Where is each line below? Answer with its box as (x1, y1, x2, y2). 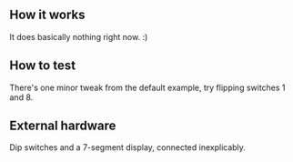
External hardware (9, 118, 116, 134)
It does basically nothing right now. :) (9, 31, 148, 42)
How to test (9, 58, 76, 74)
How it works (9, 7, 86, 23)
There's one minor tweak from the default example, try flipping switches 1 (9, 82, 286, 93)
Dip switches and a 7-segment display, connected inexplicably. (9, 142, 246, 153)
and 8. (9, 91, 34, 103)
